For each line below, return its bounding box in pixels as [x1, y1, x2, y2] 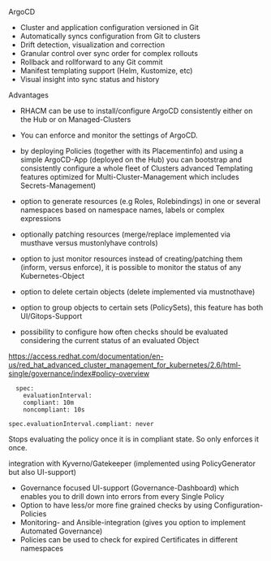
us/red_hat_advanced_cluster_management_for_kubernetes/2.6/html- [8, 360, 242, 369]
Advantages [8, 90, 49, 100]
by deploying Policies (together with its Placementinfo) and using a [19, 146, 244, 155]
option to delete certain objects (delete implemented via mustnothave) [19, 287, 256, 296]
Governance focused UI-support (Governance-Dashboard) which [19, 483, 239, 493]
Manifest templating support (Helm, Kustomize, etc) [19, 66, 193, 76]
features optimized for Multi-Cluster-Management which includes [19, 172, 239, 181]
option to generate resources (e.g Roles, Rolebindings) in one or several [19, 197, 261, 206]
